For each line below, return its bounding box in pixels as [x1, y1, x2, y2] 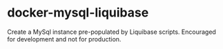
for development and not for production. [7, 35, 122, 43]
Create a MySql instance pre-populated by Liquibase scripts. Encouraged [7, 28, 216, 36]
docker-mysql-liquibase [7, 5, 149, 21]
